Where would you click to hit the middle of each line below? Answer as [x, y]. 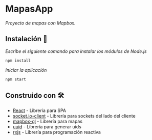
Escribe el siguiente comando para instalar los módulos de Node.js [76, 51]
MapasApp [29, 9]
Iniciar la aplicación [26, 70]
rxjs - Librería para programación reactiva [57, 132]
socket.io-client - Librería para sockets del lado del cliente [74, 116]
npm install [18, 61]
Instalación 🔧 [26, 39]
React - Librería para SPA [39, 110]
